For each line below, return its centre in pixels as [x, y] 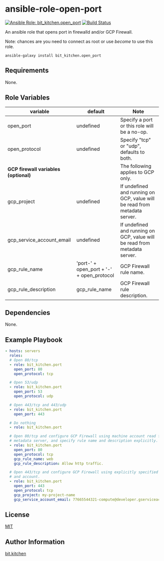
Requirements [27, 71]
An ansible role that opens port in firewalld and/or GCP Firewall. [69, 32]
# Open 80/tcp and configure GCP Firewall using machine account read [83, 436]
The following [136, 166]
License [17, 514]
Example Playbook [34, 340]
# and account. [25, 477]
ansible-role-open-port [53, 9]
